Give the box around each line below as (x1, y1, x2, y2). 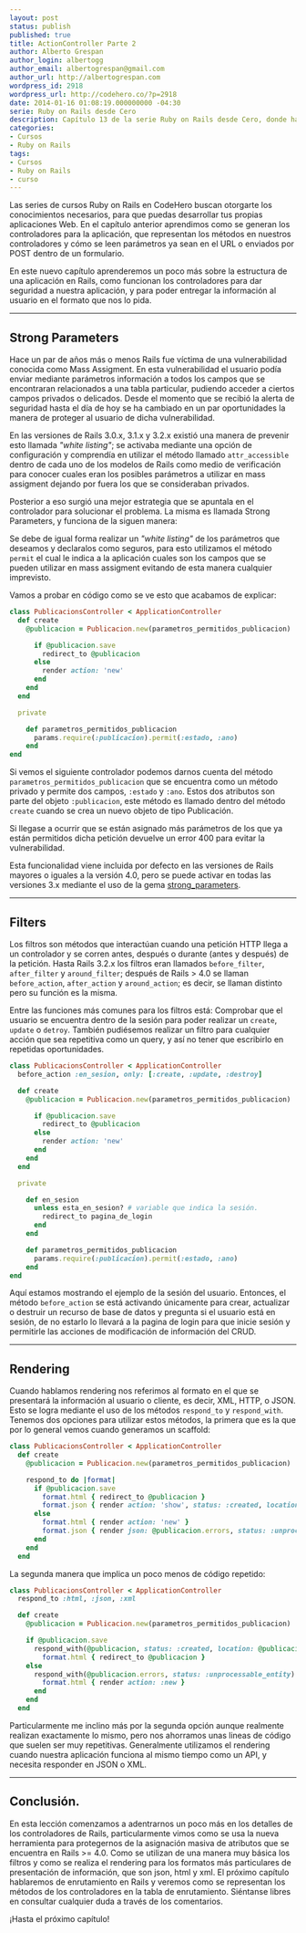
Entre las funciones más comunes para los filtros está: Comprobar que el (9, 1005, 283, 1016)
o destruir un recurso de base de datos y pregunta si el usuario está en (9, 1307, 276, 1318)
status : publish (9, 22, 71, 31)
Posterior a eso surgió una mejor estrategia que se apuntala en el (9, 496, 254, 507)
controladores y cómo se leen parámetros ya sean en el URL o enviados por (9, 238, 294, 249)
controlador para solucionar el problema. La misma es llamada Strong (9, 506, 270, 517)
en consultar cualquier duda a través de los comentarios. (9, 1896, 223, 1907)
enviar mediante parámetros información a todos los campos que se (9, 373, 266, 384)
